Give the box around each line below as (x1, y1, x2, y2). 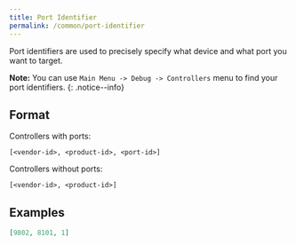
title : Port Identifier (9, 12, 98, 22)
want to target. (9, 55, 63, 66)
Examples (9, 205, 65, 220)
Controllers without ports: (9, 163, 103, 174)
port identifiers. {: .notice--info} (9, 82, 124, 92)
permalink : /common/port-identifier (9, 21, 145, 30)
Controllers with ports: (9, 130, 92, 142)
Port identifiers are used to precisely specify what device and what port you (9, 45, 287, 56)
